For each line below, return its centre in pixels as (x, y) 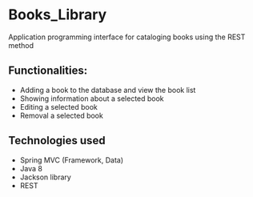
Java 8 (31, 168)
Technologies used (57, 141)
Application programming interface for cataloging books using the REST (127, 37)
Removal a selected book (62, 115)
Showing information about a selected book (92, 98)
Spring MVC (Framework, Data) (72, 160)
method (21, 45)
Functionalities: (48, 71)
